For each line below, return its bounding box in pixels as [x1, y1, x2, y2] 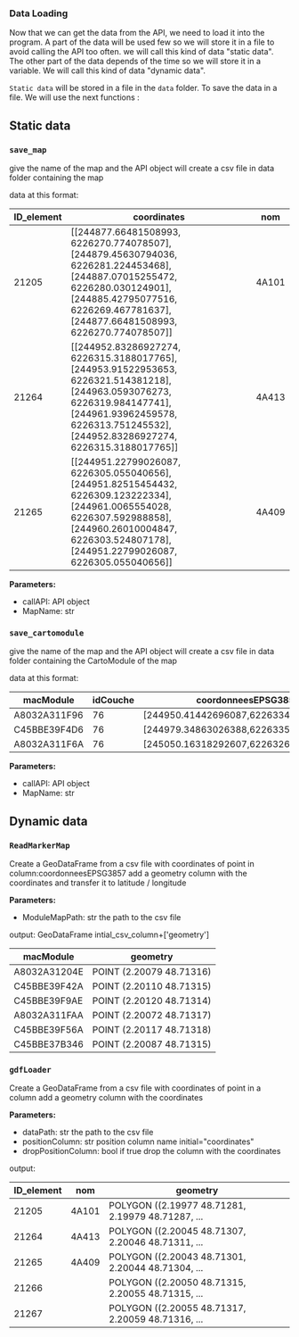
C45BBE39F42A [13, 980, 84, 992]
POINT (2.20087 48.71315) [92, 1038, 212, 1050]
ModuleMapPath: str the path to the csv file [21, 911, 182, 922]
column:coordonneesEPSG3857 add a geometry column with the [9, 868, 247, 878]
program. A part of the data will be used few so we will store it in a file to [9, 37, 275, 47]
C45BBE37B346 [13, 1038, 85, 1050]
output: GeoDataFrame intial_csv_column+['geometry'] [9, 929, 210, 940]
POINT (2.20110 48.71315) [92, 980, 212, 992]
